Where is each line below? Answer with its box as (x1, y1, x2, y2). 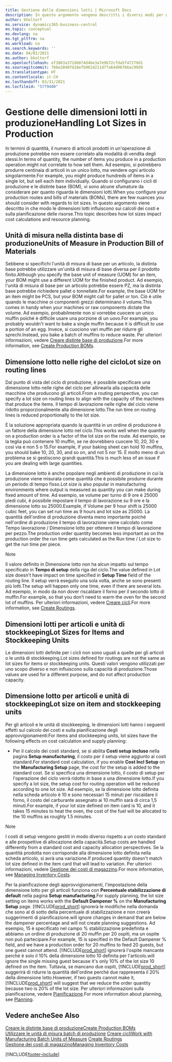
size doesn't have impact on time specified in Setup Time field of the (5, 572, 151, 579)
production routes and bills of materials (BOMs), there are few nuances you (5, 194, 164, 201)
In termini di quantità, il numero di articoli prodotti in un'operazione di (5, 145, 151, 151)
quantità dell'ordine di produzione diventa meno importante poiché (5, 514, 146, 520)
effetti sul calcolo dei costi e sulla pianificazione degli (5, 727, 118, 733)
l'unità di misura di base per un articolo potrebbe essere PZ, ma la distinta (5, 282, 161, 289)
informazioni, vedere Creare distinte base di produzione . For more (5, 337, 143, 344)
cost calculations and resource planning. (5, 216, 91, 222)
